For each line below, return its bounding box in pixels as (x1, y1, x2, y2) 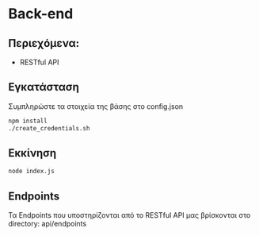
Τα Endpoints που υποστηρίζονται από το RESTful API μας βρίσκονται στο (8, 211, 251, 220)
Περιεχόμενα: (8, 37, 80, 50)
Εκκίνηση (8, 146, 57, 160)
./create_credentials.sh (8, 124, 90, 132)
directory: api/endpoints (8, 219, 87, 229)
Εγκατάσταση (8, 80, 79, 94)
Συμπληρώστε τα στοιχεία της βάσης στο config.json (8, 101, 184, 111)
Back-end (8, 5, 74, 23)
